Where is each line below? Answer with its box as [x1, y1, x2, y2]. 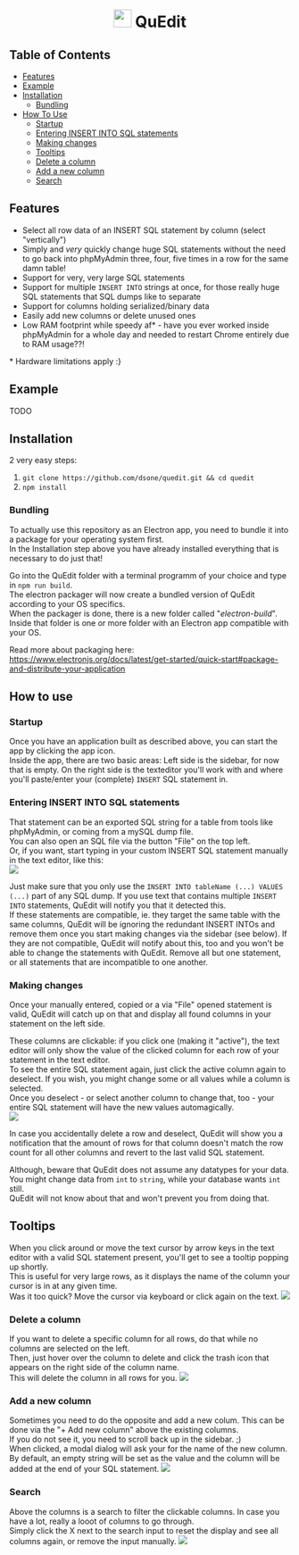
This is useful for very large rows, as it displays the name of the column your [9, 1270, 291, 1281]
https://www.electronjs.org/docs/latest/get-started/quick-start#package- [9, 653, 279, 664]
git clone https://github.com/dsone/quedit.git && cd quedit [21, 474, 255, 483]
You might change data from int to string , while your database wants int [9, 1174, 281, 1185]
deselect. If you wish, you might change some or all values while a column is [9, 1074, 291, 1085]
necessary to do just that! [9, 553, 104, 563]
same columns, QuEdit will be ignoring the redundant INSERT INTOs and [9, 919, 275, 929]
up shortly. [9, 1261, 49, 1272]
